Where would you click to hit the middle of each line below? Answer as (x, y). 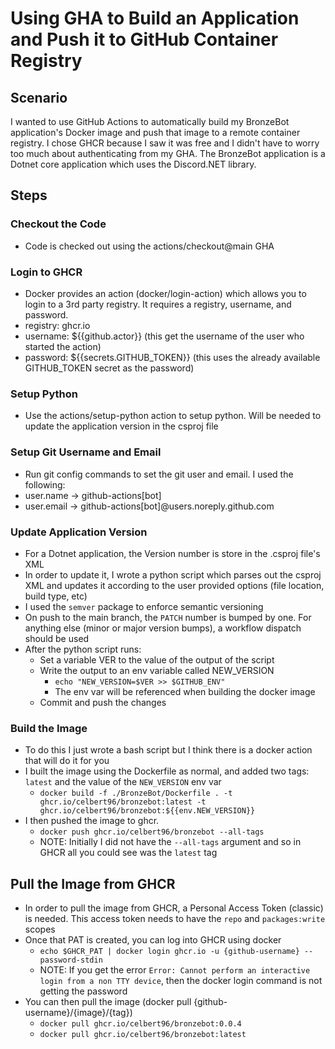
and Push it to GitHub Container (144, 39)
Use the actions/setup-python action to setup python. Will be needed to (173, 416)
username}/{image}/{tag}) (78, 1012)
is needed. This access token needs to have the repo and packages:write (175, 918)
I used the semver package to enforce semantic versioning (144, 606)
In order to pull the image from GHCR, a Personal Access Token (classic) (174, 908)
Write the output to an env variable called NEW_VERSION (157, 670)
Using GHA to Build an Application (155, 18)
